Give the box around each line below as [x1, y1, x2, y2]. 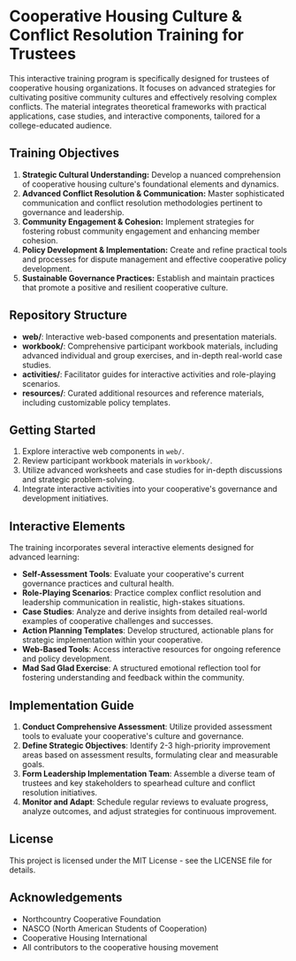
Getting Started [9, 422, 96, 437]
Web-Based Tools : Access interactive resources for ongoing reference [21, 644, 281, 655]
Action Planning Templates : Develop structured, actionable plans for [21, 626, 274, 636]
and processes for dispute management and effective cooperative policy [21, 254, 287, 265]
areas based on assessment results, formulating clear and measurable [21, 750, 278, 760]
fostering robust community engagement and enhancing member [21, 226, 261, 236]
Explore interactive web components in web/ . [21, 446, 185, 457]
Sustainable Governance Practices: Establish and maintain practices [21, 273, 276, 283]
